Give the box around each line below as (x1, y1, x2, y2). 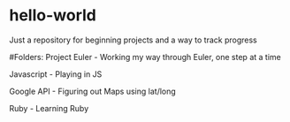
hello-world (9, 5, 97, 26)
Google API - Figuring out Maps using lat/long (9, 86, 177, 96)
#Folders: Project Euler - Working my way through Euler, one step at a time (9, 51, 281, 62)
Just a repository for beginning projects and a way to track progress (9, 34, 258, 45)
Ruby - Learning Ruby (9, 103, 89, 113)
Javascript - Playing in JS (9, 68, 103, 80)
